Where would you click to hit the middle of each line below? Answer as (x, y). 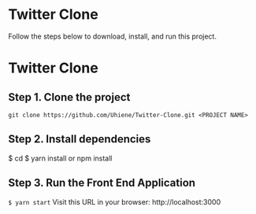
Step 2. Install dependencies (80, 139)
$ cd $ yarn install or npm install (60, 158)
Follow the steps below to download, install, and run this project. (112, 36)
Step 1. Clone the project (69, 97)
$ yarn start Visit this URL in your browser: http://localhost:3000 (115, 201)
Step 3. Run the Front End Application (102, 183)
